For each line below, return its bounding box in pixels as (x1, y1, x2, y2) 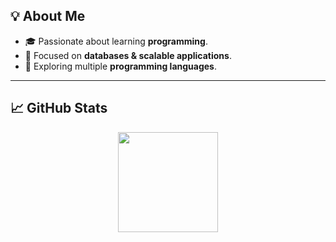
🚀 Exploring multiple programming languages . (24, 60, 217, 72)
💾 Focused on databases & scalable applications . (24, 49, 232, 61)
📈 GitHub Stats (10, 100, 108, 117)
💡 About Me (10, 8, 86, 25)
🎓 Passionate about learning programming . (24, 35, 208, 47)
